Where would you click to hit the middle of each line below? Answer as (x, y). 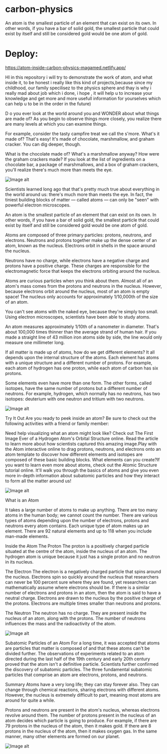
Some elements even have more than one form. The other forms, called (79, 383)
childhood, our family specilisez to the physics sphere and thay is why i (78, 88)
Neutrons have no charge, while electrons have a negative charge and (77, 260)
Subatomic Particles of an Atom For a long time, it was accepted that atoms (83, 643)
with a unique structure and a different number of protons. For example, (79, 363)
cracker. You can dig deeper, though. (43, 144)
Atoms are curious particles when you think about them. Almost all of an (79, 281)
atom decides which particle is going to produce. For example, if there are (81, 720)
